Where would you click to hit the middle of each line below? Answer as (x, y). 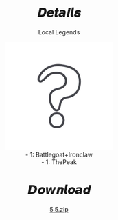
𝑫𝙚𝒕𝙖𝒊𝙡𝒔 (59, 13)
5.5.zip (59, 209)
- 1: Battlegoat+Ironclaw (59, 154)
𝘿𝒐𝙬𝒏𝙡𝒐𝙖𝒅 (59, 190)
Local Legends (59, 32)
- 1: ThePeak (59, 162)
